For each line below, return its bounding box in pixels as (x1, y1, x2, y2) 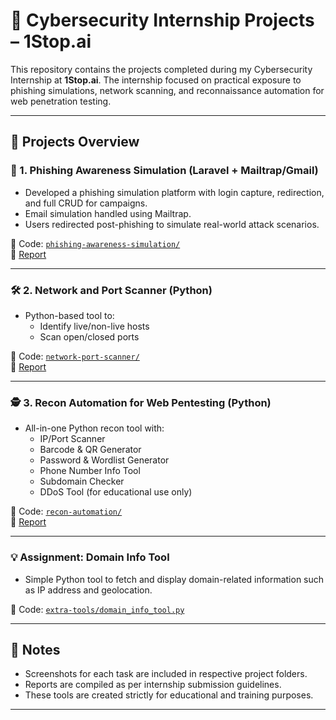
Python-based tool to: (24, 309, 115, 321)
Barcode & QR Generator (39, 444, 142, 456)
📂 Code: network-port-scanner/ (10, 350, 140, 362)
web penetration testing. (10, 95, 112, 107)
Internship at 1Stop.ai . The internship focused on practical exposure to (10, 74, 302, 86)
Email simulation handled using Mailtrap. (24, 207, 192, 219)
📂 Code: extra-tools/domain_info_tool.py (10, 603, 185, 615)
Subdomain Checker (39, 475, 125, 488)
